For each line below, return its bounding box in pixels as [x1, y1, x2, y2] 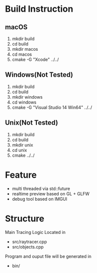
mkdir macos [12, 46, 38, 52]
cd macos [12, 51, 32, 57]
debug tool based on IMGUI [12, 196, 67, 202]
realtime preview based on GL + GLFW [12, 190, 90, 196]
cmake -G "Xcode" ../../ [12, 57, 59, 62]
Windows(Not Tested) [5, 71, 74, 79]
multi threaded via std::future [12, 186, 70, 191]
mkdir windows [12, 94, 43, 100]
